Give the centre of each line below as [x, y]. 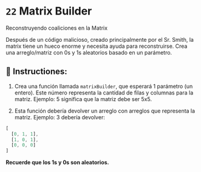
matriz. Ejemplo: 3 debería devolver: [60, 117]
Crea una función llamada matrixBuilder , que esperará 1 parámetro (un [104, 86]
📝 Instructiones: [36, 72]
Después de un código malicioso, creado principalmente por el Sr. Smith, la [100, 39]
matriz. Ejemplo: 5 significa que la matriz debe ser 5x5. [83, 99]
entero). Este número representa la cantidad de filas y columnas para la [104, 93]
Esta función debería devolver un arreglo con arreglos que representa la [105, 111]
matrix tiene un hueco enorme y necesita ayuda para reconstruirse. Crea [97, 46]
